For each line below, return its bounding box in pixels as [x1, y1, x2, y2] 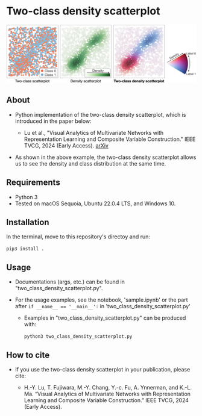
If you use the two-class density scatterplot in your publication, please [14, 366, 191, 373]
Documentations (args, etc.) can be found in [14, 278, 125, 285]
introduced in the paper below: [14, 117, 92, 125]
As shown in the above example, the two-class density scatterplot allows [14, 154, 197, 161]
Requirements [6, 178, 60, 188]
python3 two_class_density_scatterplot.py [24, 334, 133, 340]
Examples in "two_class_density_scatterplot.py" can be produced [24, 314, 186, 321]
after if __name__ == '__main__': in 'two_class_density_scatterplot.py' [14, 303, 191, 310]
